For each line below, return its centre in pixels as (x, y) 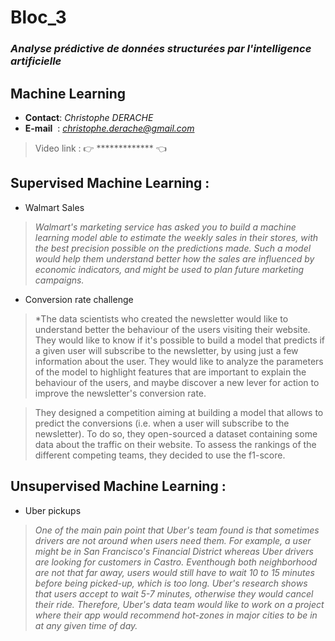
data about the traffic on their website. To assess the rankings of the (175, 444)
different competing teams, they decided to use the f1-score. (160, 455)
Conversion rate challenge (79, 299)
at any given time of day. (86, 625)
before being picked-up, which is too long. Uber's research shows (171, 583)
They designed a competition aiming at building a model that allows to (179, 412)
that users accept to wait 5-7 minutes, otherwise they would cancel (174, 593)
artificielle (36, 61)
